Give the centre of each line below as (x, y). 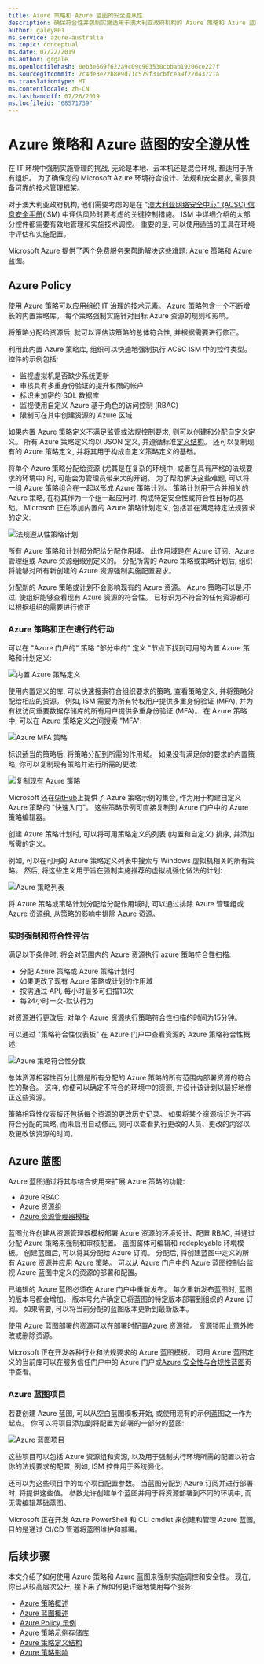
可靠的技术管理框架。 (49, 188)
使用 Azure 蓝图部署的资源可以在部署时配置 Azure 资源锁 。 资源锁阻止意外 (128, 1326)
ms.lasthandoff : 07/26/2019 (54, 96)
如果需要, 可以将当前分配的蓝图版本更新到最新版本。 (108, 1309)
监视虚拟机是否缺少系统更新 (64, 376)
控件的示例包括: (33, 358)
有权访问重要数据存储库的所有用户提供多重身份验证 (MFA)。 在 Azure (120, 711)
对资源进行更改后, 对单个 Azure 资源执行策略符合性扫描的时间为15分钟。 (125, 1017)
